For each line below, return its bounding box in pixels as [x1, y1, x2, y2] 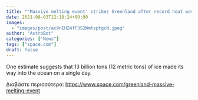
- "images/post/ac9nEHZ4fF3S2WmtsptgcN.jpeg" [11, 25, 126, 31]
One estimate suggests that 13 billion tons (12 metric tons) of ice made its [6, 63, 184, 70]
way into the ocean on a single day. [6, 69, 93, 76]
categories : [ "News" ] [6, 36, 60, 42]
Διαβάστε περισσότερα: [6, 81, 64, 88]
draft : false [6, 47, 38, 53]
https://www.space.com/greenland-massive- [65, 81, 175, 88]
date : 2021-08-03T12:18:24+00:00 [6, 14, 88, 20]
